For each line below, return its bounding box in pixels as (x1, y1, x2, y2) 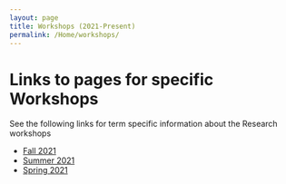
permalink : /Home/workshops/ (9, 30, 120, 39)
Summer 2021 (22, 155, 75, 166)
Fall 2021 (22, 146, 56, 157)
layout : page (9, 13, 59, 23)
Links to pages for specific (9, 69, 214, 90)
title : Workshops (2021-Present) (9, 22, 136, 31)
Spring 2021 (22, 165, 68, 176)
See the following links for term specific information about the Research (9, 119, 279, 130)
